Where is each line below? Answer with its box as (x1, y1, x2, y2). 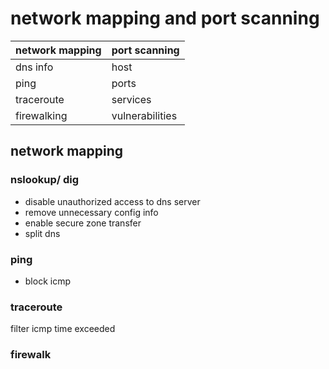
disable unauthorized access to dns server (24, 195, 201, 207)
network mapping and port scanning (10, 7, 320, 30)
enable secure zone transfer (24, 217, 142, 229)
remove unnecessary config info (24, 206, 159, 218)
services (111, 92, 152, 106)
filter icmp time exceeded (10, 323, 116, 335)
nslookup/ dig (10, 173, 80, 187)
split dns (24, 227, 61, 239)
